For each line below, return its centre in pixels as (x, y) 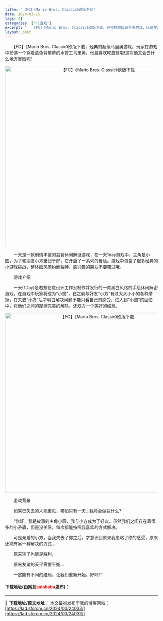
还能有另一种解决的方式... (30, 544)
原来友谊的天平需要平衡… (39, 564)
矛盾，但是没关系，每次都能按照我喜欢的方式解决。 (69, 527)
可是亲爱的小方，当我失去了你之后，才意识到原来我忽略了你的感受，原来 (86, 538)
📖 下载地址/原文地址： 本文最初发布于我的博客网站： (57, 603)
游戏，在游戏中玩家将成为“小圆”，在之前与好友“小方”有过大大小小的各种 (77, 293)
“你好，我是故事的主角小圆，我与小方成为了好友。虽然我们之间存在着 (82, 521)
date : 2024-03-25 (23, 14)
